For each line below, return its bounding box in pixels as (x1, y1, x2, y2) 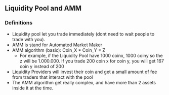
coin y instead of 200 (19, 63, 64, 69)
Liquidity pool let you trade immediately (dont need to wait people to (12, 30, 155, 37)
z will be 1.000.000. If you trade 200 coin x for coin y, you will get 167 (19, 58, 164, 64)
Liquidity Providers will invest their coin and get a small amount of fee (12, 69, 157, 75)
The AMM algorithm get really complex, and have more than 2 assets (12, 79, 156, 85)
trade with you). (12, 36, 46, 42)
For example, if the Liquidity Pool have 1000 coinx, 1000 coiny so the (19, 52, 163, 58)
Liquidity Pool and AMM (5, 4, 82, 13)
